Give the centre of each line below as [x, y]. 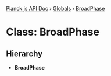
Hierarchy [24, 53]
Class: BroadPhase [53, 32]
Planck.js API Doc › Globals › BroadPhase [55, 8]
